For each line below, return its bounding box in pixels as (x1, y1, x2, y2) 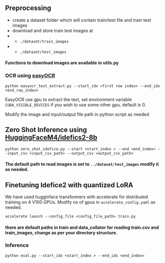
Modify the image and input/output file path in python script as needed (5, 111, 149, 117)
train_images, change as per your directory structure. (5, 229, 118, 235)
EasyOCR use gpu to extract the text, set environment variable (5, 96, 132, 102)
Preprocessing (5, 4, 51, 12)
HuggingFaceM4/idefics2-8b (5, 133, 98, 142)
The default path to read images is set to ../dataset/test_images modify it (5, 161, 159, 167)
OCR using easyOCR (5, 72, 55, 79)
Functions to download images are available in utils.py (5, 60, 119, 66)
